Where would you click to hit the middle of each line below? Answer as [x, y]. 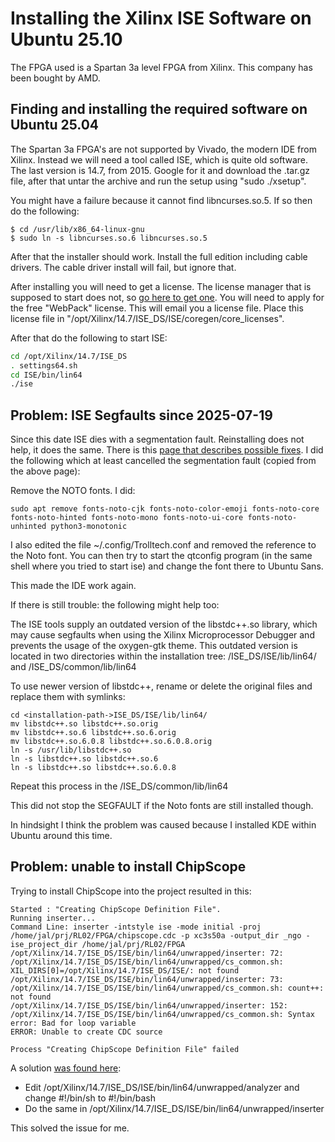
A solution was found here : [66, 1068]
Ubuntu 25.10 [66, 39]
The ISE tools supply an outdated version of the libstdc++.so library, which [164, 624]
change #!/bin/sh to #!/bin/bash [90, 1098]
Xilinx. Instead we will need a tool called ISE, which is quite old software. [159, 159]
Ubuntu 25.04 [55, 125]
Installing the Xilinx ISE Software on [161, 18]
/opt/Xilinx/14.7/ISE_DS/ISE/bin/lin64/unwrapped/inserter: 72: [147, 953]
